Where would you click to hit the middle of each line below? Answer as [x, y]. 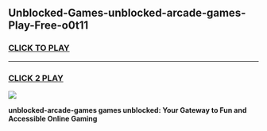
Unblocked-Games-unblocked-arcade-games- [127, 13]
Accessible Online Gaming [53, 118]
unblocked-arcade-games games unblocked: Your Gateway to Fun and [128, 110]
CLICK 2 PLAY [36, 78]
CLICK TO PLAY [39, 48]
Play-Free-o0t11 [48, 26]
